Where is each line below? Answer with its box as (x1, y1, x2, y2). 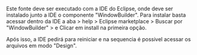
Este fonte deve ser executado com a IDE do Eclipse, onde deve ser (6, 5, 174, 12)
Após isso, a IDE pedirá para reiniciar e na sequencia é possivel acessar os (6, 36, 191, 42)
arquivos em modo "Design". (6, 42, 77, 49)
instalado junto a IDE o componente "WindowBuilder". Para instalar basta (6, 11, 186, 19)
